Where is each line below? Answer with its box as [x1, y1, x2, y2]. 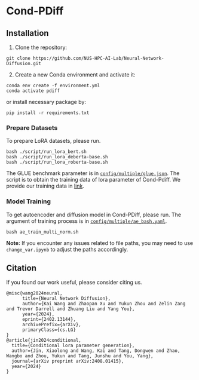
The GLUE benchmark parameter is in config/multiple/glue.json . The [6, 170, 180, 177]
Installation [6, 28, 49, 38]
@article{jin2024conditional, [6, 338, 82, 344]
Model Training [6, 197, 51, 206]
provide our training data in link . [6, 182, 85, 189]
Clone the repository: [14, 44, 68, 51]
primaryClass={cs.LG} [22, 327, 76, 333]
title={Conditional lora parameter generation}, [11, 342, 135, 349]
